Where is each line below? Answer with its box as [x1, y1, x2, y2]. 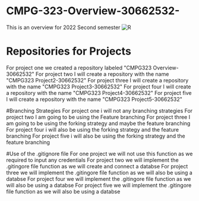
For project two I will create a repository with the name [35, 70, 169, 78]
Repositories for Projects [6, 44, 132, 58]
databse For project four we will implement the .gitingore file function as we [6, 175, 191, 182]
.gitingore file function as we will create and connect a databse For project [6, 162, 188, 170]
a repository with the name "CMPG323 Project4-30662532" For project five [6, 89, 192, 96]
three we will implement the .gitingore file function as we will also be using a [6, 169, 193, 176]
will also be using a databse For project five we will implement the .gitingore [6, 181, 192, 189]
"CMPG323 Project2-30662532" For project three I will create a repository [6, 76, 189, 84]
